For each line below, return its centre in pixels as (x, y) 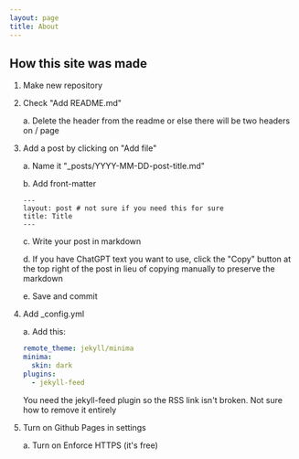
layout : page (34, 18)
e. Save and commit (60, 296)
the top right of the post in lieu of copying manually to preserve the (149, 269)
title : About (34, 27)
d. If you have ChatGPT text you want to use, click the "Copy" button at (157, 259)
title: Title (48, 217)
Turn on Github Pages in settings (84, 427)
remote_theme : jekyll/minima (78, 348)
